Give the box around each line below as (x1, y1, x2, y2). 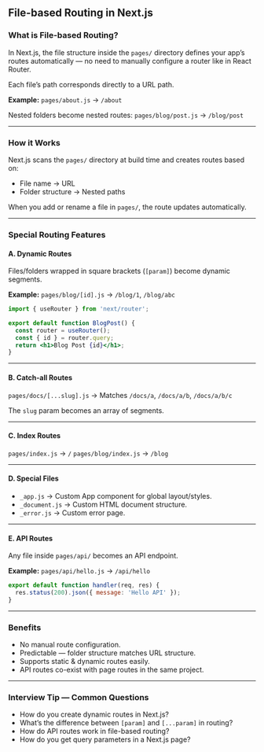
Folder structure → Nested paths (19, 186, 126, 196)
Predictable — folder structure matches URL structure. (19, 648, 196, 658)
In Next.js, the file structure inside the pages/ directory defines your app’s (8, 47, 245, 57)
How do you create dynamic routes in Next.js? (19, 710, 169, 719)
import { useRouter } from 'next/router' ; (8, 305, 149, 313)
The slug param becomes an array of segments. (8, 405, 165, 415)
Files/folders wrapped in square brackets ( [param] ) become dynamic (8, 267, 230, 276)
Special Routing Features (8, 229, 106, 240)
